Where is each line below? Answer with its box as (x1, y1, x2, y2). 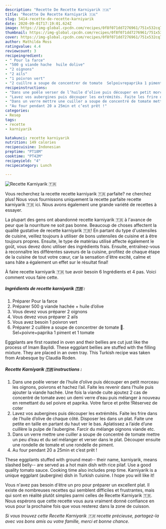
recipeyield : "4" (5, 158, 41, 163)
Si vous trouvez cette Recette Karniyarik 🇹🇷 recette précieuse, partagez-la (5, 513, 159, 519)
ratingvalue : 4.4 (5, 44, 41, 49)
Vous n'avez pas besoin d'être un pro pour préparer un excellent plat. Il (5, 482, 150, 488)
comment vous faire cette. (5, 274, 59, 280)
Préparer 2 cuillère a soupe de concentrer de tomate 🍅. (12, 324, 124, 331)
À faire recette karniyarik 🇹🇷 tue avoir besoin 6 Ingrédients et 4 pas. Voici (5, 268, 157, 274)
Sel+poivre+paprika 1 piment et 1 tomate (12, 330, 95, 336)
